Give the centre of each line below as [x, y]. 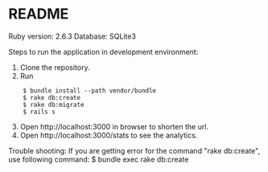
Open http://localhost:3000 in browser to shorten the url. [114, 126]
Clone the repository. [55, 67]
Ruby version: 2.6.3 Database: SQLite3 [72, 36]
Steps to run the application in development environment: [103, 51]
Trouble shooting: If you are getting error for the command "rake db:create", [134, 150]
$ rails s [39, 112]
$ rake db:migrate [54, 104]
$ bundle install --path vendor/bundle [90, 90]
